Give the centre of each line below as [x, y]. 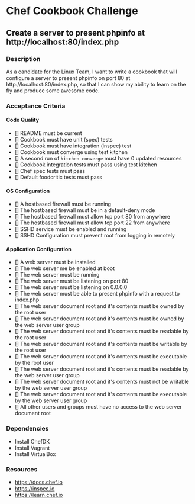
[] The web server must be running [57, 275]
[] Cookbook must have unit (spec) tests [64, 139]
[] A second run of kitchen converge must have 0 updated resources [98, 158]
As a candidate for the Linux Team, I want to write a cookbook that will [92, 72]
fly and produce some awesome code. [53, 91]
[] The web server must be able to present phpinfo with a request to [97, 294]
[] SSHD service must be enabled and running [71, 229]
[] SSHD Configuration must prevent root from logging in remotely [95, 236]
